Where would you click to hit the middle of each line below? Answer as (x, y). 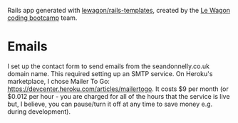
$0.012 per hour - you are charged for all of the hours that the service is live (119, 96)
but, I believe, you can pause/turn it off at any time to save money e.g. (110, 104)
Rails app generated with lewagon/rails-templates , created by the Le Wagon (119, 10)
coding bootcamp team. (42, 18)
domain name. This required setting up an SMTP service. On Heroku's (110, 73)
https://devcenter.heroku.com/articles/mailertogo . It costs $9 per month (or (118, 89)
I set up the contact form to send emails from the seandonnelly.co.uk (109, 66)
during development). (39, 111)
